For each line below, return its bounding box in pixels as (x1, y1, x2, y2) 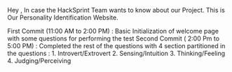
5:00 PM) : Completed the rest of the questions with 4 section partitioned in (7, 42, 226, 50)
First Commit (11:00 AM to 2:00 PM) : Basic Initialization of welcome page (7, 27, 219, 35)
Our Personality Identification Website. (7, 13, 118, 22)
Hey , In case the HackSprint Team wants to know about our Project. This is (7, 6, 226, 14)
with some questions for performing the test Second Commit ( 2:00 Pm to (7, 34, 219, 43)
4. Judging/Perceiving (7, 57, 71, 65)
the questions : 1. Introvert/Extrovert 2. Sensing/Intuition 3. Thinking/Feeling (7, 49, 226, 57)
